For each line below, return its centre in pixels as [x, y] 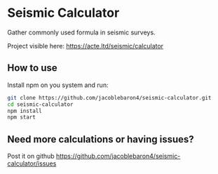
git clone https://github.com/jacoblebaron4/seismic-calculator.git [109, 98]
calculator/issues [32, 163]
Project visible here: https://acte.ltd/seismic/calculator [85, 46]
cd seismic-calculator [40, 104]
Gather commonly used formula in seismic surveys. [81, 32]
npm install [25, 111]
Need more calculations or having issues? [101, 139]
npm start [22, 117]
